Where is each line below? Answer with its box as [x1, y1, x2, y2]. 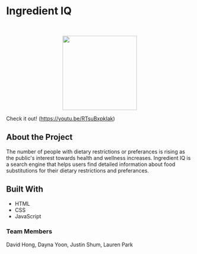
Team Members [6, 227, 52, 236]
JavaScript [14, 212, 42, 219]
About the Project [6, 132, 73, 142]
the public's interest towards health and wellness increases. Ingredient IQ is [6, 154, 191, 161]
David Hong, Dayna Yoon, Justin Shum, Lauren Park [6, 241, 134, 248]
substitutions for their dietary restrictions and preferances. [6, 167, 150, 174]
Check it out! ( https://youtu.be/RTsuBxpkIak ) [6, 115, 116, 122]
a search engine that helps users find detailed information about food [6, 161, 176, 168]
